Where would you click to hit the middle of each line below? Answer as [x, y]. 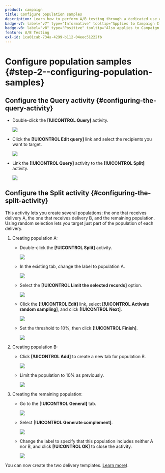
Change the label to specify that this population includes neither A [86, 441]
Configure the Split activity [47, 193]
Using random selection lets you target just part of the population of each [79, 223]
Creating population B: [35, 347]
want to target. [27, 144]
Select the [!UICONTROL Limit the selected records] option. [81, 285]
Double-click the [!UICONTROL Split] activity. [66, 248]
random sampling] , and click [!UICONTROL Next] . [71, 309]
